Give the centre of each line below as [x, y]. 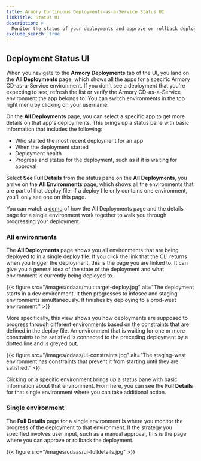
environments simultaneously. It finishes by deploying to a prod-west [91, 300]
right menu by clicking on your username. [57, 104]
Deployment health [38, 153]
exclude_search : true [33, 34]
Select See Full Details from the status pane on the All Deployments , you [97, 178]
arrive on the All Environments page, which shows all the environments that [100, 184]
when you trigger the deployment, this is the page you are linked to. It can [97, 263]
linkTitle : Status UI [33, 17]
